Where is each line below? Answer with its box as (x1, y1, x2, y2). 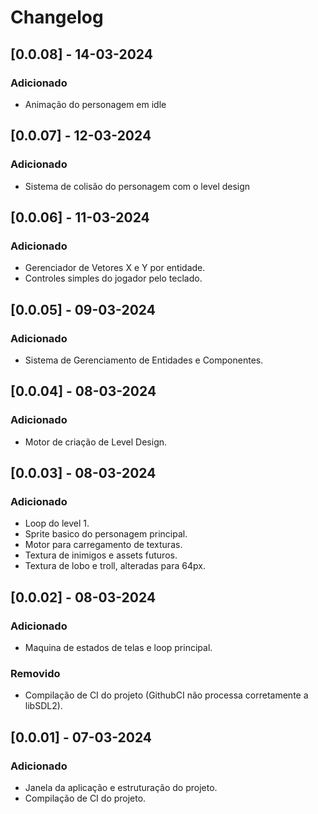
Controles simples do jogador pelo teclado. (24, 272, 203, 285)
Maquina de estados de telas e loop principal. (24, 642, 213, 653)
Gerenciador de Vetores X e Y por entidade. (24, 262, 206, 274)
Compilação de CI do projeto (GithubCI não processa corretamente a (24, 689, 309, 701)
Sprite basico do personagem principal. (24, 528, 188, 540)
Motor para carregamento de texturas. (24, 539, 183, 551)
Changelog (10, 6, 104, 29)
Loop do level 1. (24, 517, 90, 530)
